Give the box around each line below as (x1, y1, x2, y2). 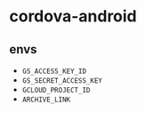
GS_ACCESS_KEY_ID (21, 67, 87, 76)
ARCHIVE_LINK (21, 95, 71, 104)
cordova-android (9, 6, 138, 27)
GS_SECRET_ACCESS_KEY (21, 77, 102, 85)
